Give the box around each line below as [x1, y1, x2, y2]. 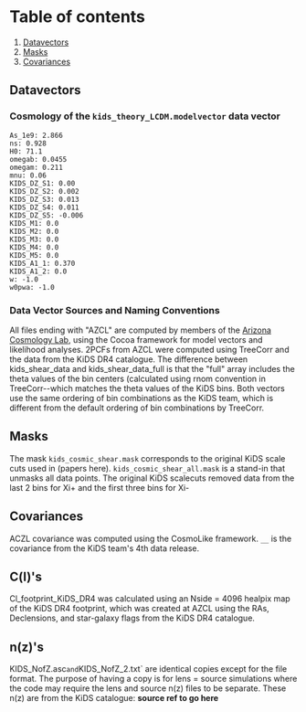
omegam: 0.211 [9, 163, 64, 172]
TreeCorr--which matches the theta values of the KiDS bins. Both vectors [9, 382, 285, 394]
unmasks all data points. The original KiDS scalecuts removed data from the [9, 473, 295, 484]
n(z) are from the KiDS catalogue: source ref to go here [9, 693, 219, 704]
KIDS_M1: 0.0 [9, 218, 59, 228]
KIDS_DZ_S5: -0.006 [9, 210, 84, 220]
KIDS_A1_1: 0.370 [9, 259, 76, 268]
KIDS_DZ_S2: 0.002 [9, 186, 79, 196]
